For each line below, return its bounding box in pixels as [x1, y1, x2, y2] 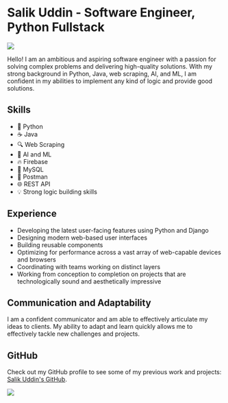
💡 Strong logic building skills [16, 187, 98, 196]
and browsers [16, 255, 56, 264]
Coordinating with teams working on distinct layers [16, 262, 161, 270]
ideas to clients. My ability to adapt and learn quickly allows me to [7, 323, 193, 331]
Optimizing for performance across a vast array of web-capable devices [16, 248, 221, 256]
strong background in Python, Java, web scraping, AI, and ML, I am [7, 69, 197, 78]
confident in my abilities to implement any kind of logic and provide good [7, 77, 213, 85]
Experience [7, 208, 57, 220]
